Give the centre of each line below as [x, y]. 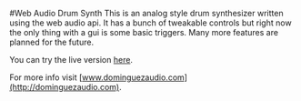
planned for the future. [51, 42]
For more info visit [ [46, 77]
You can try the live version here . [71, 60]
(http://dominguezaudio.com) [65, 87]
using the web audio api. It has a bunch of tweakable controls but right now [151, 23]
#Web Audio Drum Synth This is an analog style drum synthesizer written [146, 13]
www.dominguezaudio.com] [135, 77]
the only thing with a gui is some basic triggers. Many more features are [144, 32]
